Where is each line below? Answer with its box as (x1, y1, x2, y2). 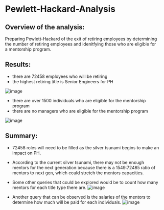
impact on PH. (12, 150, 41, 156)
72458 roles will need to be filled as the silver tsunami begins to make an (12, 144, 159, 150)
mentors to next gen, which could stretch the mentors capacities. (12, 170, 144, 176)
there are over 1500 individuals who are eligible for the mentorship (12, 97, 146, 103)
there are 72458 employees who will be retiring (12, 73, 108, 79)
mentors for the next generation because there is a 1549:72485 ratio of (12, 164, 156, 170)
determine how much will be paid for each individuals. (12, 199, 121, 205)
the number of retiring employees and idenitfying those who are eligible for (5, 41, 156, 47)
